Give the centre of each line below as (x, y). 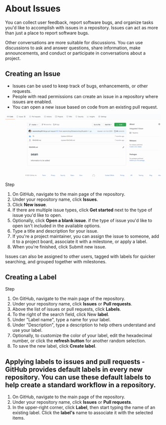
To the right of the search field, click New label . (61, 314)
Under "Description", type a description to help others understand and (84, 325)
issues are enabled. (32, 102)
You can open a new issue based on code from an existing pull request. (85, 107)
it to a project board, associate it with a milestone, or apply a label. (80, 242)
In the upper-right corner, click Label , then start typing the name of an (84, 408)
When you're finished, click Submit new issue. (59, 246)
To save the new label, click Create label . (54, 346)
